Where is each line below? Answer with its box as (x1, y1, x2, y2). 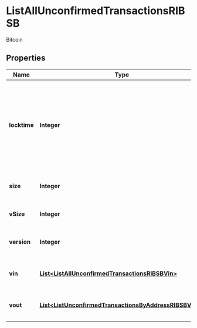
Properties (6, 53, 46, 63)
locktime (9, 121, 34, 129)
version (9, 237, 31, 246)
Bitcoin (6, 36, 23, 43)
